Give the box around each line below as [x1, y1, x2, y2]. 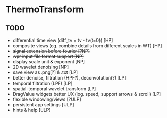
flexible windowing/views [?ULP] [12, 96, 81, 102]
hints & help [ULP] [12, 107, 51, 113]
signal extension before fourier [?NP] [12, 48, 90, 54]
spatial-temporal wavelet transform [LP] [12, 86, 96, 92]
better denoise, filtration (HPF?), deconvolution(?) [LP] [12, 75, 126, 81]
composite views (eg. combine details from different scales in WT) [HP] [12, 43, 162, 49]
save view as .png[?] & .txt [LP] [12, 69, 78, 75]
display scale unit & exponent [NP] [12, 59, 85, 64]
